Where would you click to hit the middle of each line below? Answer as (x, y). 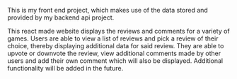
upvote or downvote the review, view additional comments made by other (114, 53)
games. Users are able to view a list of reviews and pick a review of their (113, 38)
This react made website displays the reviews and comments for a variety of (118, 31)
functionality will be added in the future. (65, 68)
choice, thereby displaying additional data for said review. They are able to (116, 46)
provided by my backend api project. (61, 17)
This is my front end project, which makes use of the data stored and (108, 10)
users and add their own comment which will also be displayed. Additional (115, 61)
